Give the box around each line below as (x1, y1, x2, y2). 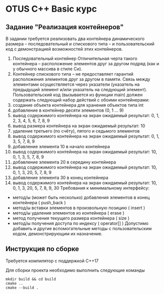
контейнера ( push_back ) (12, 200, 66, 205)
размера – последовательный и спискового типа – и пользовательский (5, 41, 155, 47)
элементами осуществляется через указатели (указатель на (12, 81, 140, 87)
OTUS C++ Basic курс (5, 3, 97, 15)
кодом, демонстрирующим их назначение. (12, 231, 103, 236)
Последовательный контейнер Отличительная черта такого (12, 56, 138, 61)
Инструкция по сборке (5, 245, 80, 253)
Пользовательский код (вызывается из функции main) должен (12, 92, 143, 98)
